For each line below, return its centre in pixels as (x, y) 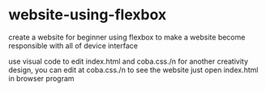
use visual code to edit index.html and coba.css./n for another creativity (129, 61)
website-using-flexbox (88, 15)
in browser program (41, 78)
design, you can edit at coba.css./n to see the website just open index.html (133, 69)
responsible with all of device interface (73, 45)
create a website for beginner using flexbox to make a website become (127, 37)
